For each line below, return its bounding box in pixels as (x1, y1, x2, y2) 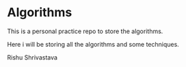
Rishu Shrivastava (7, 53, 58, 62)
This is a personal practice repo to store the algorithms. (7, 27, 163, 35)
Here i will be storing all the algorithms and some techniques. (7, 40, 179, 48)
